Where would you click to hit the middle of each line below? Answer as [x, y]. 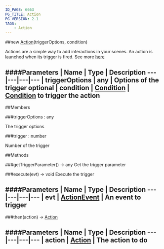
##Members [18, 107]
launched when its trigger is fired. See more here [55, 57]
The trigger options [25, 126]
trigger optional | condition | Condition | [67, 88]
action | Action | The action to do [96, 240]
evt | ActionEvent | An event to [93, 197]
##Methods [17, 155]
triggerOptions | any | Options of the [102, 80]
